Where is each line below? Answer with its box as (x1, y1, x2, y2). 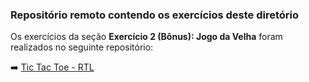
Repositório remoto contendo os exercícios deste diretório (10, 8, 300, 22)
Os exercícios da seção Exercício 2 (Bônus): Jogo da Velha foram (10, 31, 283, 43)
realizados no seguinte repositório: (10, 41, 154, 53)
